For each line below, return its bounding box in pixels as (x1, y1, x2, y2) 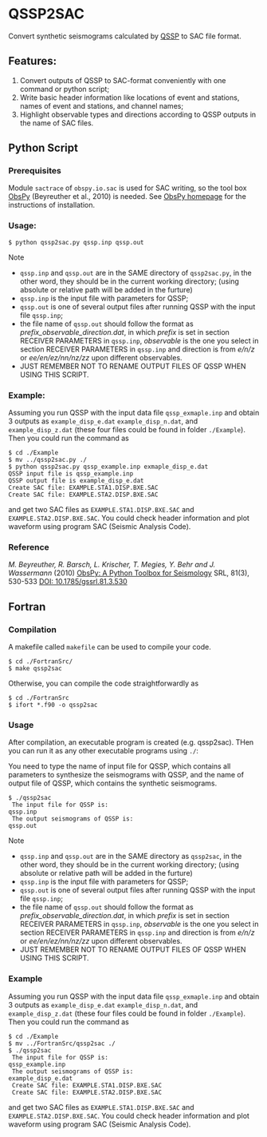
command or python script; (19, 84, 110, 93)
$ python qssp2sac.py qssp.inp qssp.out (8, 238, 145, 246)
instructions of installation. (8, 201, 96, 210)
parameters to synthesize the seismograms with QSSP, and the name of (8, 770, 245, 780)
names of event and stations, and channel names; (19, 101, 184, 110)
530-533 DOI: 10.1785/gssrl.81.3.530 (8, 577, 128, 586)
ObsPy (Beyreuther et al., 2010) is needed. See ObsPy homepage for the (8, 192, 247, 201)
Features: (8, 54, 57, 68)
